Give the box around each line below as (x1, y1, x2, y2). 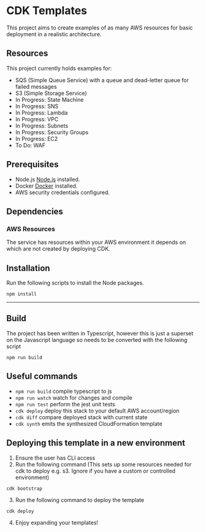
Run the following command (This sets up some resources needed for (15, 460, 192, 468)
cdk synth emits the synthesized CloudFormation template (15, 420, 162, 427)
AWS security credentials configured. (15, 188, 110, 196)
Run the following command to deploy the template (15, 496, 145, 503)
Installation (6, 263, 50, 273)
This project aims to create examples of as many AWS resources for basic (6, 24, 193, 31)
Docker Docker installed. (15, 182, 78, 189)
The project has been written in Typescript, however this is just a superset (6, 329, 194, 337)
